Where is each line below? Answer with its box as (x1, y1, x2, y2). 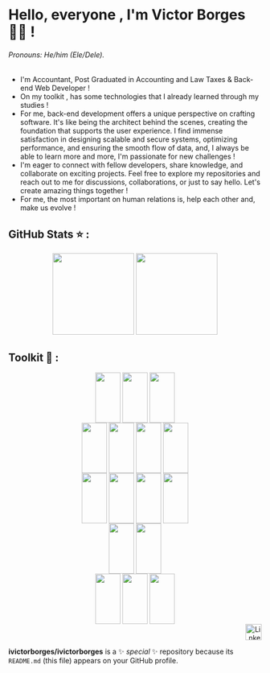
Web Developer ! (35, 83, 90, 93)
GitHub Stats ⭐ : (8, 227, 90, 241)
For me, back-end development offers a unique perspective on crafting (19, 109, 256, 118)
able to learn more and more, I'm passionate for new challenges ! (19, 151, 235, 162)
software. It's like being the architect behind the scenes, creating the (19, 118, 247, 127)
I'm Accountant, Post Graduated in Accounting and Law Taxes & (19, 75, 232, 85)
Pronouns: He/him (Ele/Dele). (8, 50, 104, 60)
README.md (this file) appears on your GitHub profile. (8, 656, 178, 666)
